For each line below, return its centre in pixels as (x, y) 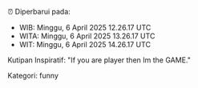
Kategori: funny (33, 76)
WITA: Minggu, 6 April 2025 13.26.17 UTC (87, 36)
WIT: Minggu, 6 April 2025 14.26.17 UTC (85, 44)
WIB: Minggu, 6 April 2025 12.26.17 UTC (85, 28)
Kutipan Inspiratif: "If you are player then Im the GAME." (99, 60)
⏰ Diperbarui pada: (39, 12)
